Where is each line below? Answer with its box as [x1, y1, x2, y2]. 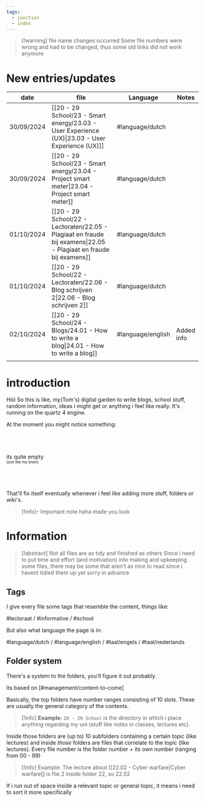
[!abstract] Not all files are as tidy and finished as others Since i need [21, 550, 195, 557]
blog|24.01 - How [51, 342, 104, 350]
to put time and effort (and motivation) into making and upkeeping [21, 556, 187, 564]
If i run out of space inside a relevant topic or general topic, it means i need [6, 782, 195, 789]
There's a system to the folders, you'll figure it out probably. [6, 672, 157, 679]
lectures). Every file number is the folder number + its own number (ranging [6, 745, 196, 753]
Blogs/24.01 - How [51, 326, 108, 335]
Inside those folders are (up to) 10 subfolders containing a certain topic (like [6, 732, 197, 740]
